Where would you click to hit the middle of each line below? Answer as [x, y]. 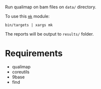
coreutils [21, 72]
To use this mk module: [27, 16]
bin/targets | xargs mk [29, 25]
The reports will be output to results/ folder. [50, 34]
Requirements [34, 54]
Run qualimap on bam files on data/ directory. [51, 7]
